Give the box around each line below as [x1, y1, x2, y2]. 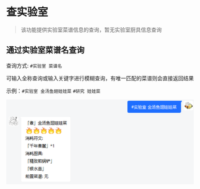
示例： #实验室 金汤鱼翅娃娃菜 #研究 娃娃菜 [6, 87, 101, 94]
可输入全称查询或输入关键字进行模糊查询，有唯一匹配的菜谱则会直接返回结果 [6, 75, 194, 82]
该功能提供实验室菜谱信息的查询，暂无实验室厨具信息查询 [20, 26, 162, 33]
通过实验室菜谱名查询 [6, 45, 85, 55]
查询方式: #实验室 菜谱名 [6, 62, 62, 69]
